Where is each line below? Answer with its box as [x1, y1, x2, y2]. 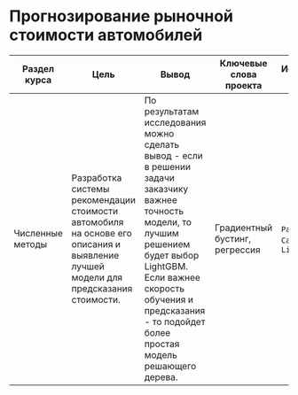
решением [144, 237, 191, 250]
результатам [144, 105, 200, 117]
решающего [144, 360, 197, 372]
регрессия [214, 244, 261, 256]
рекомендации [71, 193, 136, 205]
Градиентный [214, 221, 273, 234]
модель [144, 348, 177, 360]
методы [13, 237, 48, 250]
